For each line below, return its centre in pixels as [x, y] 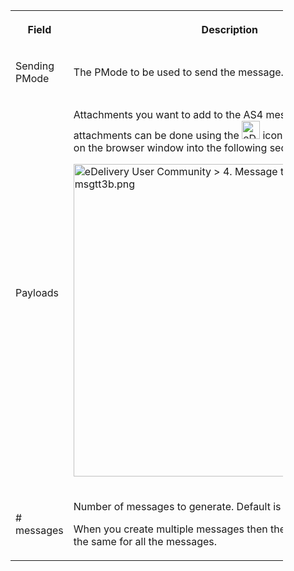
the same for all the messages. [145, 541]
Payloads [37, 292]
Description [230, 29]
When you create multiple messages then [170, 529]
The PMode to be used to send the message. [178, 72]
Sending [35, 66]
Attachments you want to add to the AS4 [168, 114]
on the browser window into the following [170, 147]
